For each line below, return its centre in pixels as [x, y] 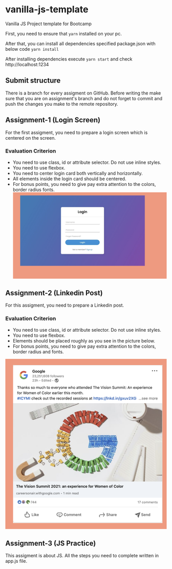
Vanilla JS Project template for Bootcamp [49, 24]
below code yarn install [32, 49]
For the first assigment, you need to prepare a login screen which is [77, 132]
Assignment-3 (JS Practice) [51, 543]
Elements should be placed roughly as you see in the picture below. [84, 340]
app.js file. [16, 561]
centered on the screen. [31, 138]
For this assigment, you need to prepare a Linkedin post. [65, 305]
